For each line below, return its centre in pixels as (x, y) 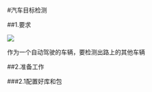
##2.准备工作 (26, 67)
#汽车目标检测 (27, 10)
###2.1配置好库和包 (35, 81)
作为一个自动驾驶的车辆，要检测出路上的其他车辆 (76, 52)
